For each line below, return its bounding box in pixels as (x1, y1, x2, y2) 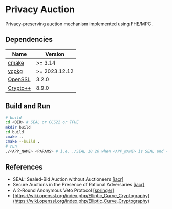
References (5, 162, 43, 171)
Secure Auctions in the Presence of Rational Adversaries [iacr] (12, 182, 145, 188)
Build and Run (5, 101, 50, 111)
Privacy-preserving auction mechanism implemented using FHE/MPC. (5, 20, 153, 27)
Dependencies (5, 35, 53, 44)
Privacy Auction (5, 4, 75, 15)
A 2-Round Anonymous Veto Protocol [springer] (12, 187, 114, 193)
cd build (5, 130, 24, 135)
